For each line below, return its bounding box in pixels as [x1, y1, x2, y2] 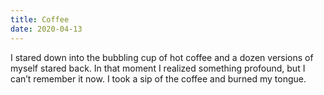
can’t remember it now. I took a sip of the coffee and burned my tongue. [10, 72, 307, 85]
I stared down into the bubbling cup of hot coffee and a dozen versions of [10, 51, 314, 63]
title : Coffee [10, 14, 70, 25]
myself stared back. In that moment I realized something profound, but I [10, 62, 306, 74]
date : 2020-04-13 [10, 24, 83, 34]
